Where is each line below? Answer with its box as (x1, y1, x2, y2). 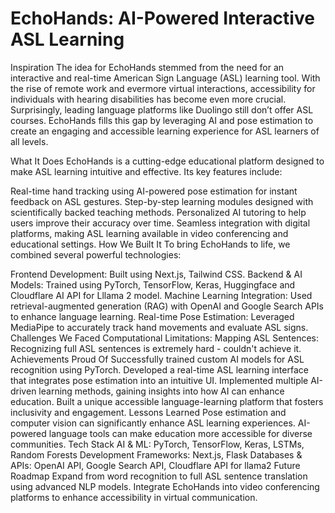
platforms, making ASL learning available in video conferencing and (10, 227, 289, 239)
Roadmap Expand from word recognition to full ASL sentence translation (10, 470, 308, 482)
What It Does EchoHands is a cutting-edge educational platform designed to (10, 155, 325, 167)
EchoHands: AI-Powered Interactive (10, 7, 315, 30)
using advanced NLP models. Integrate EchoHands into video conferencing (10, 480, 320, 492)
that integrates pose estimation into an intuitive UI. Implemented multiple (10, 374, 309, 386)
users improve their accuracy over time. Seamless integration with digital (10, 217, 311, 229)
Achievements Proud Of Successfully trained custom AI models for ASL (10, 353, 305, 365)
